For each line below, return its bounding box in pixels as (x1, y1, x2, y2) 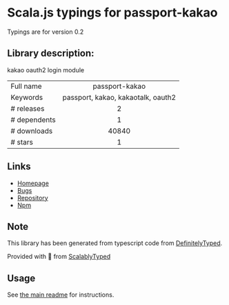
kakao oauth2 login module (7, 65, 85, 74)
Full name (10, 81, 43, 91)
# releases (10, 103, 45, 113)
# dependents (10, 115, 57, 125)
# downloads (10, 126, 53, 136)
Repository (17, 193, 48, 202)
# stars (10, 137, 33, 147)
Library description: (7, 48, 94, 59)
